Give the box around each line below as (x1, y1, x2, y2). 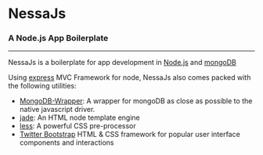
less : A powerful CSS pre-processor (19, 121, 137, 131)
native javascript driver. (19, 105, 95, 114)
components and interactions (19, 138, 114, 147)
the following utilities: (8, 81, 77, 91)
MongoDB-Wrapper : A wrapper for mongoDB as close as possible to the (19, 96, 253, 106)
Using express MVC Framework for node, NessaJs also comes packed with (8, 73, 251, 82)
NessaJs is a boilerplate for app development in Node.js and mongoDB (8, 58, 236, 67)
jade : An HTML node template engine (19, 113, 140, 122)
